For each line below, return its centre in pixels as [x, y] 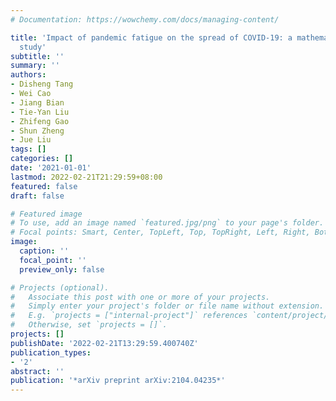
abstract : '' [37, 371]
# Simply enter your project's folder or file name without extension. [167, 306]
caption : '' [44, 251]
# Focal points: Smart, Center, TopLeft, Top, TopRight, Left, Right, [160, 232]
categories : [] [42, 159]
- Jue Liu [31, 140]
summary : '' [35, 66]
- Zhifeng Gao [40, 121]
